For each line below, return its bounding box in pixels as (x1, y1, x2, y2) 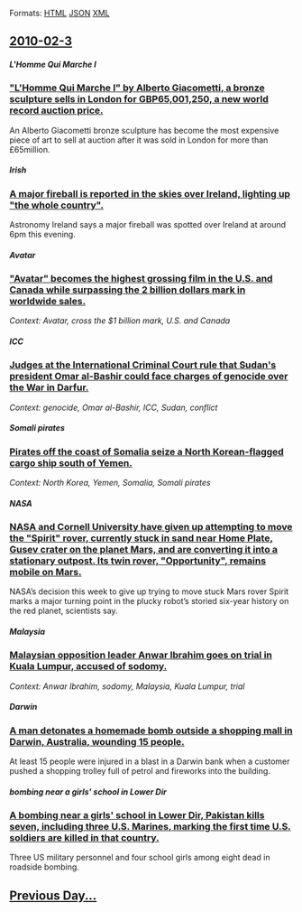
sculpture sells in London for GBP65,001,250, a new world (9, 93, 269, 106)
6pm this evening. (9, 229, 77, 240)
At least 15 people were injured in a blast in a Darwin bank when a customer (9, 756, 290, 767)
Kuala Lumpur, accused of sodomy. (9, 660, 168, 673)
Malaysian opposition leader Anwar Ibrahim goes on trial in (9, 649, 273, 662)
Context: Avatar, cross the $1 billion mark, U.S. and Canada (9, 315, 231, 326)
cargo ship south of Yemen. (9, 456, 133, 469)
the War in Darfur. (9, 381, 89, 394)
